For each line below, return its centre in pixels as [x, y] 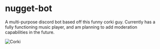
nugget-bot [29, 8]
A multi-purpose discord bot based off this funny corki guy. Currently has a [80, 22]
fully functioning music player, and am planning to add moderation [71, 27]
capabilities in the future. [30, 32]
